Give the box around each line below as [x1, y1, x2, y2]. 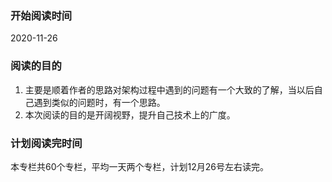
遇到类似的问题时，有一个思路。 [33, 96, 166, 108]
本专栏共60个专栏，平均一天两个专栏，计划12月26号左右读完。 [10, 160, 269, 172]
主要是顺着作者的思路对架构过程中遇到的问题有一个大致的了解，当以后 [24, 83, 315, 96]
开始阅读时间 [10, 8, 73, 22]
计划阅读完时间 [10, 136, 83, 150]
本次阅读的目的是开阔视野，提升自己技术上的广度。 [24, 108, 236, 121]
